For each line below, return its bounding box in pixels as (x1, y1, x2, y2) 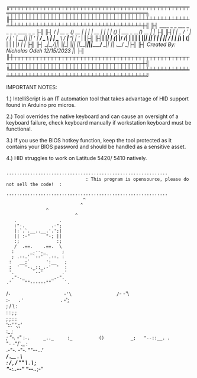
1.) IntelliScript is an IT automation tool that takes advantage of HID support (6, 95, 189, 102)
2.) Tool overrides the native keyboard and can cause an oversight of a (6, 113, 179, 120)
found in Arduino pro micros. (6, 102, 76, 108)
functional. (6, 125, 33, 132)
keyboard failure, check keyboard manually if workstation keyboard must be (6, 119, 192, 126)
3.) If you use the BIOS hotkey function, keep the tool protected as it (6, 137, 172, 144)
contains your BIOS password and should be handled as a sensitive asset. (6, 143, 186, 150)
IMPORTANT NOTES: (6, 84, 57, 90)
